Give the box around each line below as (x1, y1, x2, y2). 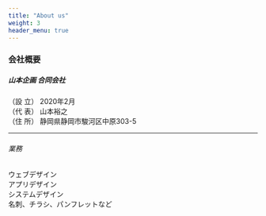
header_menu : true (8, 26, 69, 34)
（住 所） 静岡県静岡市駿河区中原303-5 (8, 117, 137, 126)
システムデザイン (8, 190, 64, 199)
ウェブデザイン (8, 170, 57, 179)
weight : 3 (8, 19, 41, 27)
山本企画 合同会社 (8, 75, 66, 84)
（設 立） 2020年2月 (8, 97, 76, 106)
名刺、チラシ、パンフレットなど (8, 199, 112, 209)
